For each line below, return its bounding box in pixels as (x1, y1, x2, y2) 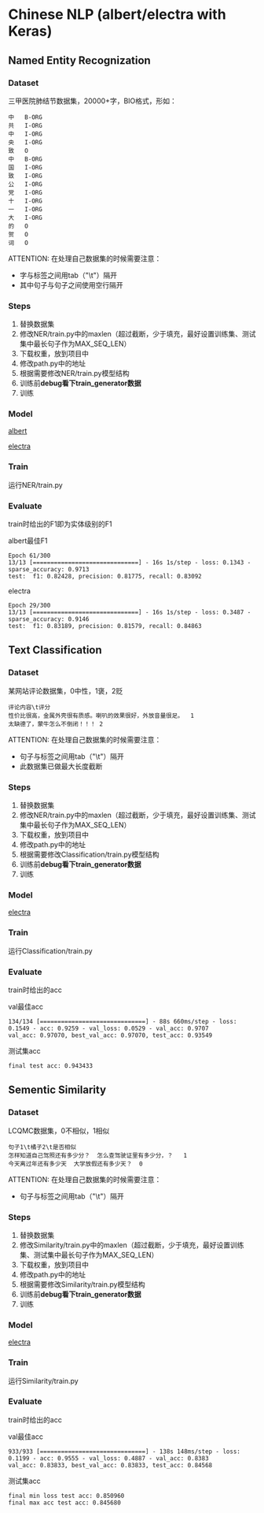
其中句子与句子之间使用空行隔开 (19, 280, 123, 289)
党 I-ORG (8, 188, 43, 196)
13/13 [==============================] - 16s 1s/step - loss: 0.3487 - (8, 608, 251, 616)
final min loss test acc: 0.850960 (8, 1492, 125, 1500)
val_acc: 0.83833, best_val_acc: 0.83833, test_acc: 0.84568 (8, 1461, 213, 1469)
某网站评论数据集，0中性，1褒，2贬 (8, 686, 123, 695)
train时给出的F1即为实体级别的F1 (8, 519, 112, 529)
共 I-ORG (8, 121, 43, 129)
